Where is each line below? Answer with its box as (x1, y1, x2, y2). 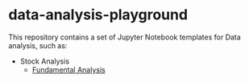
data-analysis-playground (8, 6, 188, 24)
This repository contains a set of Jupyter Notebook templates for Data (8, 32, 242, 42)
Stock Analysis (19, 56, 70, 66)
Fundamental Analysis (31, 64, 106, 74)
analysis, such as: (8, 40, 68, 50)
